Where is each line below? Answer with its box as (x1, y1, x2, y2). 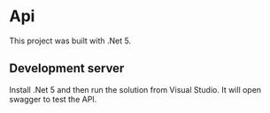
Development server (9, 61, 125, 76)
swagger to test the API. (9, 94, 97, 104)
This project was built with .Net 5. (9, 35, 131, 46)
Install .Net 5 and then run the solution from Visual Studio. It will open (9, 84, 262, 94)
